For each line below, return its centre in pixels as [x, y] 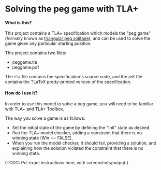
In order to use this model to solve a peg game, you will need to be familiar [79, 104]
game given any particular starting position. [48, 43]
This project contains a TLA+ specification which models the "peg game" [78, 33]
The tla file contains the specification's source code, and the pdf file [74, 77]
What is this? [19, 22]
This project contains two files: [36, 53]
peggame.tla [24, 62]
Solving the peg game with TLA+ [72, 9]
